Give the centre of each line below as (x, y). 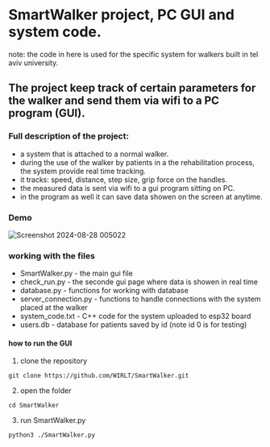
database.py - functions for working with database (104, 291)
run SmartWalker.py (53, 420)
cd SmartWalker (34, 406)
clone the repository (54, 361)
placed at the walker (54, 308)
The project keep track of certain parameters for (132, 88)
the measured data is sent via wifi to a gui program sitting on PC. (127, 188)
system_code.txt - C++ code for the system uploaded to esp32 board (135, 317)
